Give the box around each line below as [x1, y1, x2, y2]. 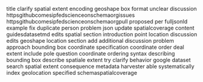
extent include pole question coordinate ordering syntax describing [6, 50, 176, 57]
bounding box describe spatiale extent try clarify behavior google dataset [6, 57, 191, 63]
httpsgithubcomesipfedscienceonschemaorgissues [6, 11, 135, 19]
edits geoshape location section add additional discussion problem [6, 37, 174, 44]
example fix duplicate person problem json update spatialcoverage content [6, 24, 195, 31]
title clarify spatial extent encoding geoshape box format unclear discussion [6, 5, 197, 12]
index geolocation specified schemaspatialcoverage [6, 69, 137, 76]
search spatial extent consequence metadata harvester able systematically [6, 63, 195, 70]
